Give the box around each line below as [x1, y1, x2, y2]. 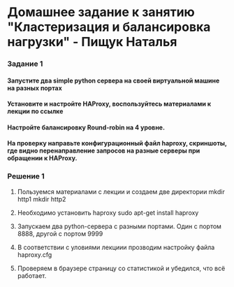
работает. [17, 271, 47, 280]
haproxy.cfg [17, 250, 52, 259]
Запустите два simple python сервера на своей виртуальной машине [7, 76, 220, 85]
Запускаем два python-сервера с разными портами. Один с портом [17, 222, 222, 230]
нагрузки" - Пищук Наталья [7, 34, 177, 50]
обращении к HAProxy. [7, 154, 78, 162]
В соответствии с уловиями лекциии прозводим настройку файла [17, 243, 215, 251]
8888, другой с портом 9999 [17, 229, 103, 238]
